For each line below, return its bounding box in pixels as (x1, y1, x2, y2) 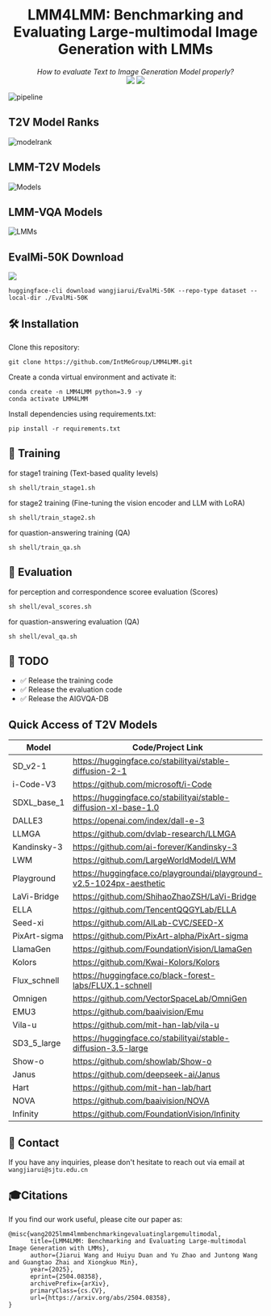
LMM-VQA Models (8, 205, 103, 219)
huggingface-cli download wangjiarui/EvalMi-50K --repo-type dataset (8, 287, 248, 295)
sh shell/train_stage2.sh (8, 514, 95, 522)
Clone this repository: (8, 342, 81, 352)
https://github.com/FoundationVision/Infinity (72, 1108, 240, 1119)
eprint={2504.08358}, (29, 1272, 103, 1280)
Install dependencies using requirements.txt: (8, 409, 156, 418)
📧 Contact (8, 1136, 60, 1149)
